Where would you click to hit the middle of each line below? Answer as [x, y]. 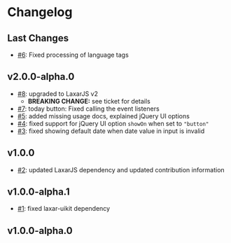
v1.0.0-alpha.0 [40, 231]
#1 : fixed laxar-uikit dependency [64, 209]
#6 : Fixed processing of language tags [73, 55]
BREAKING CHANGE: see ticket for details [89, 101]
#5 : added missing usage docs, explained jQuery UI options [104, 116]
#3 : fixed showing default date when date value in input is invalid [111, 131]
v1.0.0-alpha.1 [38, 192]
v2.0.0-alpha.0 [41, 77]
